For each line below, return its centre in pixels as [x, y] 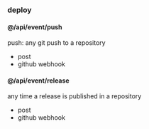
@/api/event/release [38, 81]
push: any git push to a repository [56, 43]
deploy [20, 10]
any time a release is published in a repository [74, 96]
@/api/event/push [35, 27]
